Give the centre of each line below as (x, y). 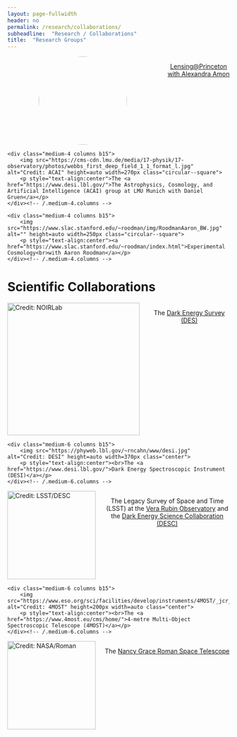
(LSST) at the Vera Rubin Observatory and (167, 509)
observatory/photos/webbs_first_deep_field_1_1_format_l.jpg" (101, 167)
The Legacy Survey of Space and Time (167, 501)
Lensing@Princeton (199, 66)
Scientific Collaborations (81, 287)
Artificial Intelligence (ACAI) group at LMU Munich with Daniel (105, 191)
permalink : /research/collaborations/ (64, 27)
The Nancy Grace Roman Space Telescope (167, 651)
